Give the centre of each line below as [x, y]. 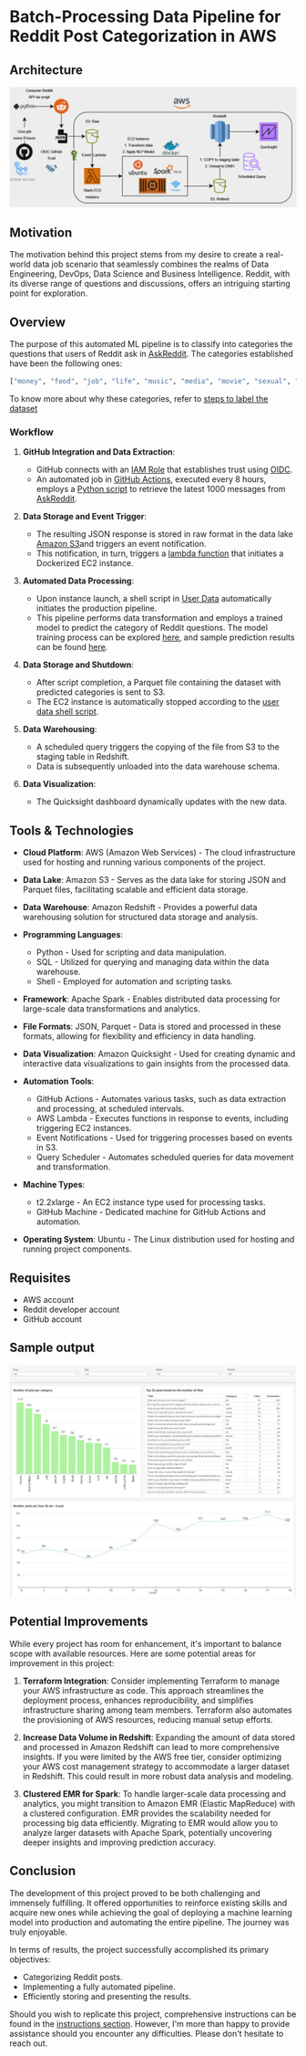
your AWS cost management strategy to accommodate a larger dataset [156, 1766]
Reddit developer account [71, 1310]
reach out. [29, 2043]
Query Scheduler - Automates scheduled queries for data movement [165, 1158]
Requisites [40, 1278]
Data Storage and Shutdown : [78, 665]
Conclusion [43, 1871]
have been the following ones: [66, 363]
